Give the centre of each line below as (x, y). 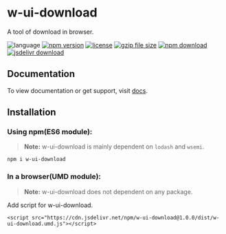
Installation (32, 113)
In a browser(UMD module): (54, 177)
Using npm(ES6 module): (50, 132)
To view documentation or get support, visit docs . (77, 90)
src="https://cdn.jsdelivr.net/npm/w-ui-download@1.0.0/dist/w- (126, 217)
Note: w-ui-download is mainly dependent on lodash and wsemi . (114, 147)
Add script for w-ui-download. (50, 205)
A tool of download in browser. (50, 32)
